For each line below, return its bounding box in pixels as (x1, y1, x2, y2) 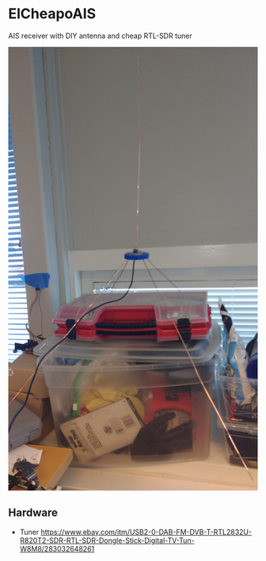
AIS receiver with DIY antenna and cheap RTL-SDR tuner (8, 31, 192, 40)
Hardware (8, 506, 58, 520)
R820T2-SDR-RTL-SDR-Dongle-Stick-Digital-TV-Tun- (19, 536, 196, 545)
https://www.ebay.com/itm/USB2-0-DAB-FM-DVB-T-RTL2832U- (40, 527, 252, 536)
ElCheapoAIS (8, 5, 97, 23)
